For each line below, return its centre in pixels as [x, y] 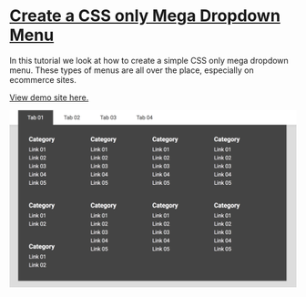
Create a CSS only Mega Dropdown [145, 16]
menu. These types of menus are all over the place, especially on [132, 70]
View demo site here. [49, 97]
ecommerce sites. [43, 79]
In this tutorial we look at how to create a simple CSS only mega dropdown [149, 60]
